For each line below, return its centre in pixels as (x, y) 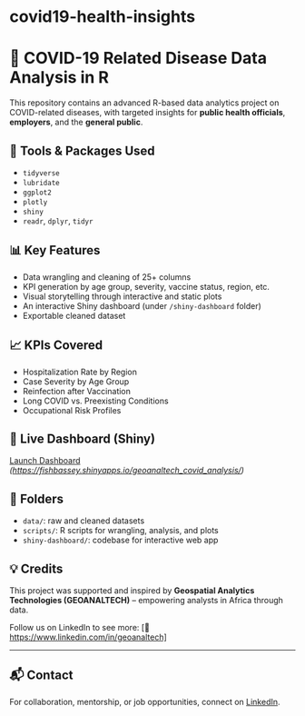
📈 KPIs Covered (56, 346)
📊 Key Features (55, 250)
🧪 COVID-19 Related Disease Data (138, 59)
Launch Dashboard (45, 461)
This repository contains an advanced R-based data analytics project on (144, 103)
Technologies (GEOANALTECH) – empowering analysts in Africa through (147, 600)
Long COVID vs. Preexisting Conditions (96, 401)
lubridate (41, 183)
